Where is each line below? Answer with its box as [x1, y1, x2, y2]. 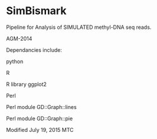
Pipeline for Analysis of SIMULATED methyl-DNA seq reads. [6, 24, 152, 31]
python [6, 58, 24, 65]
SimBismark [6, 4, 67, 18]
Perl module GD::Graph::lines [6, 103, 77, 110]
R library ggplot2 [6, 81, 47, 88]
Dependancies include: [6, 46, 62, 54]
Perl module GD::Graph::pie [6, 115, 73, 122]
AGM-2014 [6, 35, 32, 42]
